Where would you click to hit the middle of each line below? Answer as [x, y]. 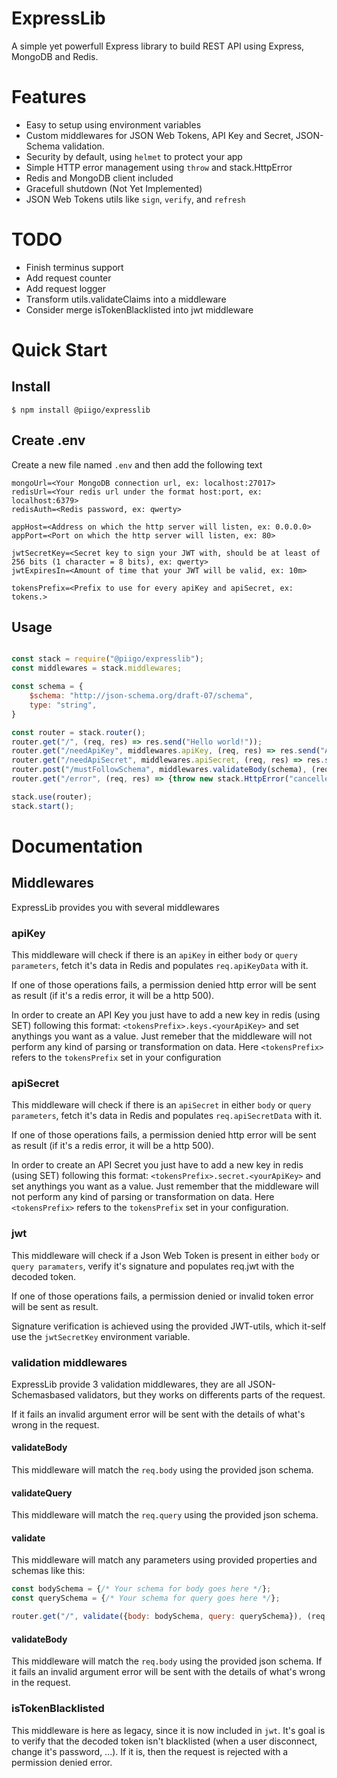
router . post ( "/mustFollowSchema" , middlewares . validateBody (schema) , [159, 770]
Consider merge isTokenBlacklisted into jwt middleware [139, 309]
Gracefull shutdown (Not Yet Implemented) [114, 188]
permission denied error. [62, 1762]
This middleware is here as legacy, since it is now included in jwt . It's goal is [168, 1730]
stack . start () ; [43, 806]
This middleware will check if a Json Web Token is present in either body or [165, 1255]
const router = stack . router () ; [78, 732]
